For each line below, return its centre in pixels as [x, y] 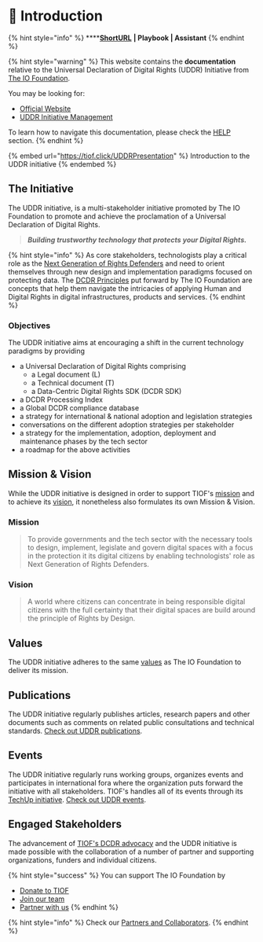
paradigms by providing [46, 351]
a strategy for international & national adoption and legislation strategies [136, 417]
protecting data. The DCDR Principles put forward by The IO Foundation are [130, 280]
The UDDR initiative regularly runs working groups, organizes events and [126, 775]
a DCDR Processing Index [61, 399]
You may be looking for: [46, 93]
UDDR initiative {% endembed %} [62, 164]
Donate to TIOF [44, 890]
